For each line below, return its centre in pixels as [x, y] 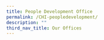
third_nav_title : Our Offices [44, 28]
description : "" [26, 22]
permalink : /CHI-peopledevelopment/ [52, 17]
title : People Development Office [50, 11]
